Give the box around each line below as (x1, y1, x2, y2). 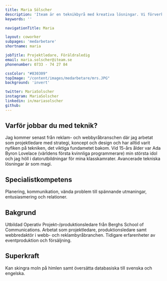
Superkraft (5, 252, 40, 260)
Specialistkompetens (5, 175, 72, 184)
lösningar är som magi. (5, 161, 52, 167)
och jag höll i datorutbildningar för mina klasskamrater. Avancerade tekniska (5, 156, 161, 162)
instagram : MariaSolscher (5, 94, 59, 99)
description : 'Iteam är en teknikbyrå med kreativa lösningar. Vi (5, 12, 146, 17)
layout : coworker (5, 34, 41, 40)
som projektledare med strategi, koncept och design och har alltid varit (5, 140, 151, 146)
